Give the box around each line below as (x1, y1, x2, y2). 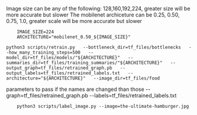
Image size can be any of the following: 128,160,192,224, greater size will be (6, 5, 190, 12)
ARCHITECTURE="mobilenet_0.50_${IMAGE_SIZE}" (17, 34, 131, 40)
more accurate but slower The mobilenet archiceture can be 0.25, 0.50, (6, 11, 180, 18)
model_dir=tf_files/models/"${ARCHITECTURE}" (6, 55, 120, 61)
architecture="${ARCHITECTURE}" (6, 75, 86, 81)
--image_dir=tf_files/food (93, 75, 160, 81)
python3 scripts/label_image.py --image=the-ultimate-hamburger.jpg (17, 103, 189, 109)
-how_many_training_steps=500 (6, 50, 81, 55)
